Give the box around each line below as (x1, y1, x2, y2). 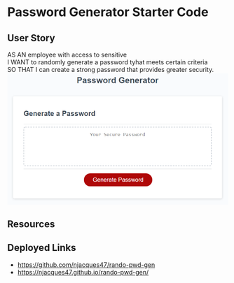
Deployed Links (7, 242, 76, 254)
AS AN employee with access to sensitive (7, 50, 128, 59)
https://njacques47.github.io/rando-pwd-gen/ (17, 268, 149, 276)
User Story (7, 32, 55, 44)
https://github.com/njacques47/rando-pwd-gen (17, 260, 156, 269)
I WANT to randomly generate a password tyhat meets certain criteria (7, 58, 208, 66)
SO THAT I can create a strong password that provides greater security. (7, 66, 214, 73)
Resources (7, 218, 55, 230)
